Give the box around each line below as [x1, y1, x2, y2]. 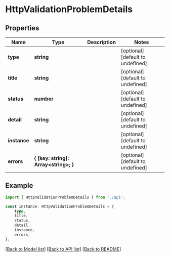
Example [5, 181, 33, 190]
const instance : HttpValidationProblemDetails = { [5, 204, 114, 209]
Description [87, 39, 116, 46]
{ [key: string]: [34, 155, 69, 161]
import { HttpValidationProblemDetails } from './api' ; [5, 195, 125, 200]
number [34, 95, 54, 102]
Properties [5, 24, 39, 32]
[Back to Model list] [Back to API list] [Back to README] [5, 246, 121, 252]
